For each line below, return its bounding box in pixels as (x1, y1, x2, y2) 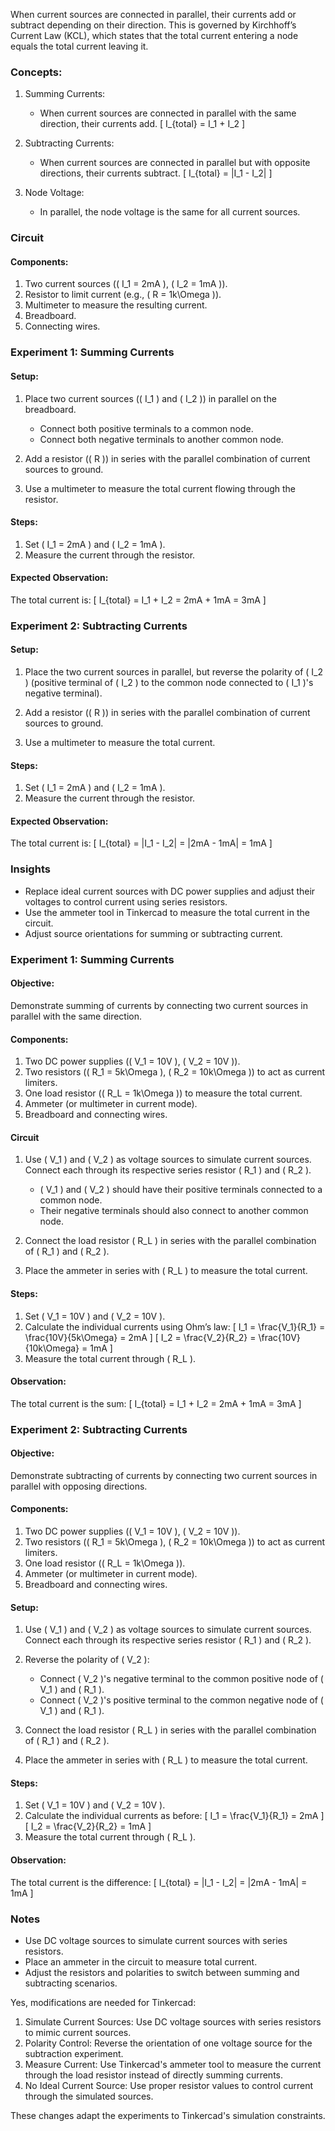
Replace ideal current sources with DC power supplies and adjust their (24, 885, 316, 897)
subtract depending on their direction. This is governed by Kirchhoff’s (10, 19, 297, 31)
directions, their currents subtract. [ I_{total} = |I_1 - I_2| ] (39, 167, 273, 179)
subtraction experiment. (24, 2047, 124, 2059)
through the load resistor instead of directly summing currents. (24, 2069, 284, 2081)
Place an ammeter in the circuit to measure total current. (24, 1955, 258, 1968)
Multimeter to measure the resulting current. (24, 299, 208, 311)
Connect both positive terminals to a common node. (39, 422, 254, 434)
